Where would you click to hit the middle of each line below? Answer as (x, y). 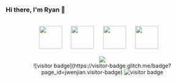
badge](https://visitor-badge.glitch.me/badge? (112, 66)
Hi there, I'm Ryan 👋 (36, 10)
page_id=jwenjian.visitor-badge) (82, 72)
